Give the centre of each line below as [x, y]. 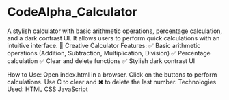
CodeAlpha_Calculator [72, 12]
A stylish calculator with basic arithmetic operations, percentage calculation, [115, 31]
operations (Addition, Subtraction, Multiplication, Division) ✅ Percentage [109, 53]
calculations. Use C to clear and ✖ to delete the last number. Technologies [112, 82]
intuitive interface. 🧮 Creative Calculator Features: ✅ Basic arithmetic [104, 45]
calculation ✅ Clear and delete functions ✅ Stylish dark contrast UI [101, 61]
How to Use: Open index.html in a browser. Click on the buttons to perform [112, 74]
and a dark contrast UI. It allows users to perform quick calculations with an [113, 38]
